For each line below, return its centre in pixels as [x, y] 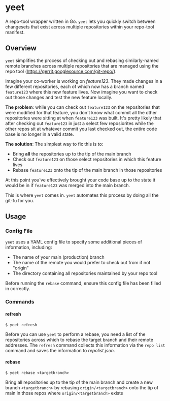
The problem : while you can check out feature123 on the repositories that [82, 107]
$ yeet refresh [21, 325]
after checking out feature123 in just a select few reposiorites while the [79, 123]
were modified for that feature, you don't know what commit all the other [81, 112]
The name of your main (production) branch [59, 257]
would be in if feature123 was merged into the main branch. [68, 185]
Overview [21, 48]
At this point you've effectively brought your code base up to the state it [80, 180]
